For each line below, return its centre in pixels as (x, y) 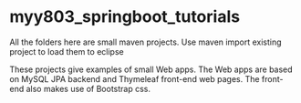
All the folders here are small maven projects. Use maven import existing (145, 42)
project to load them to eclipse (67, 51)
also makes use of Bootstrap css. (88, 88)
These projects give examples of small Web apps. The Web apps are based (151, 69)
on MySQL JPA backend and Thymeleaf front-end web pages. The (135, 78)
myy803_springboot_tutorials (125, 17)
